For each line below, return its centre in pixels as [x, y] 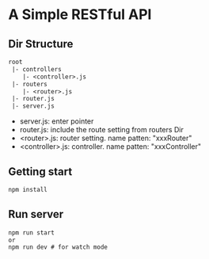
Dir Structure [41, 44]
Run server [36, 214]
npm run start [32, 232]
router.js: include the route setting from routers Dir [101, 130]
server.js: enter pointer [57, 121]
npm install [28, 189]
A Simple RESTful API [80, 15]
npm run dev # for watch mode [58, 247]
